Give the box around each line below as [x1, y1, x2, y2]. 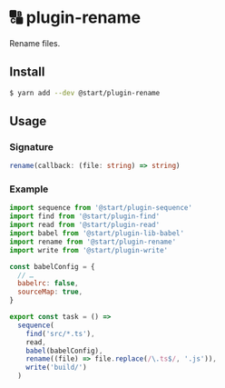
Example [9, 183, 49, 195]
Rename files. [9, 37, 61, 48]
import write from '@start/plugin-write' [9, 245, 169, 254]
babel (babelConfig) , [25, 346, 103, 355]
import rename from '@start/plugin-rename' [9, 237, 177, 246]
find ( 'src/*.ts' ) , [25, 329, 95, 338]
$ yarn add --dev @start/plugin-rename [9, 88, 161, 97]
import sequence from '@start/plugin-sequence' [9, 204, 193, 213]
